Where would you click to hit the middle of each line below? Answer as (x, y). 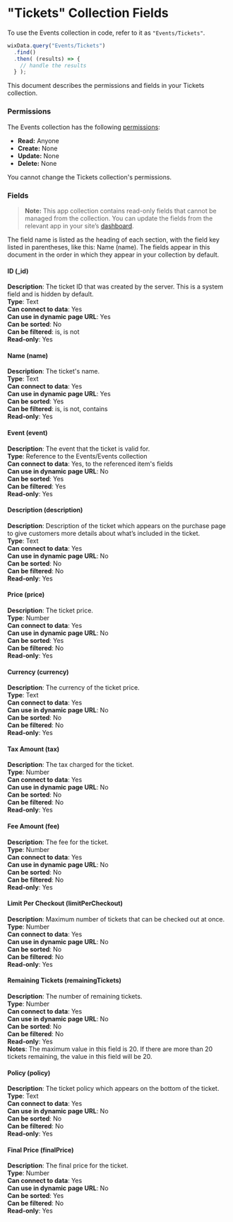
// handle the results (53, 65)
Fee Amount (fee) (34, 826)
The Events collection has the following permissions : (84, 127)
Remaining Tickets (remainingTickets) (65, 980)
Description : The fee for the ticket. (58, 842)
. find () (25, 52)
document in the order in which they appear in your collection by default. (113, 254)
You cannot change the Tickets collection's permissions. (89, 177)
